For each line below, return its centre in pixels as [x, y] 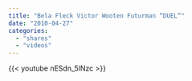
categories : [28, 30]
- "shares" [34, 38]
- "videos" [34, 46]
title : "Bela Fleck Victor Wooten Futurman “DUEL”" [96, 16]
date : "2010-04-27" [41, 23]
